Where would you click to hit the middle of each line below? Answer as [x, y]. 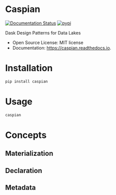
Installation [29, 68]
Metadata [20, 187]
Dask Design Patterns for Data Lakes [43, 33]
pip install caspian [27, 81]
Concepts [26, 135]
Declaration [24, 171]
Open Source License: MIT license [48, 42]
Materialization [29, 154]
